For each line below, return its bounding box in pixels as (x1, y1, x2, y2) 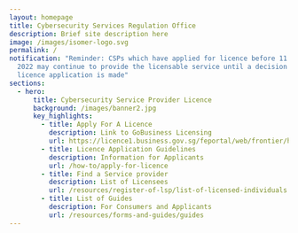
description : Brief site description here (9, 29, 169, 38)
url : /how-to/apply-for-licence (48, 161, 169, 170)
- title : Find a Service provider (41, 169, 169, 178)
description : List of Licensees (48, 178, 169, 187)
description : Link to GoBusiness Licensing (48, 128, 213, 137)
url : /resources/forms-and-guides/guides (48, 210, 204, 220)
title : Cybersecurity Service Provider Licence (32, 95, 213, 105)
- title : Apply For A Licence (41, 120, 153, 129)
